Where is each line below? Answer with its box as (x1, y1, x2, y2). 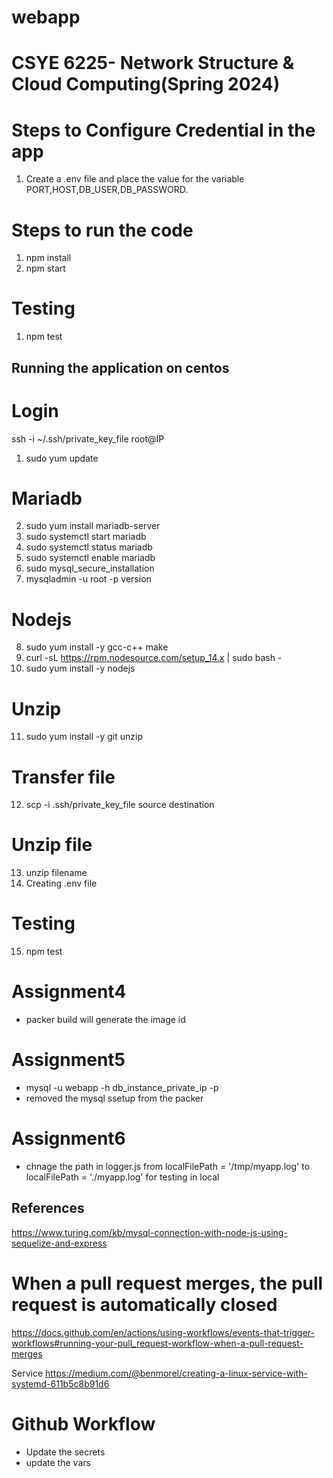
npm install (25, 252, 72, 264)
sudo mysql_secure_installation (25, 562, 155, 575)
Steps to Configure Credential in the (11, 119, 316, 141)
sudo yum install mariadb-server (25, 520, 161, 532)
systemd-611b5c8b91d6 (11, 1377, 110, 1390)
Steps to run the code (11, 219, 194, 241)
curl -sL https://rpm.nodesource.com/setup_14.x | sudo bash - (25, 652, 283, 664)
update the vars (25, 1456, 91, 1468)
